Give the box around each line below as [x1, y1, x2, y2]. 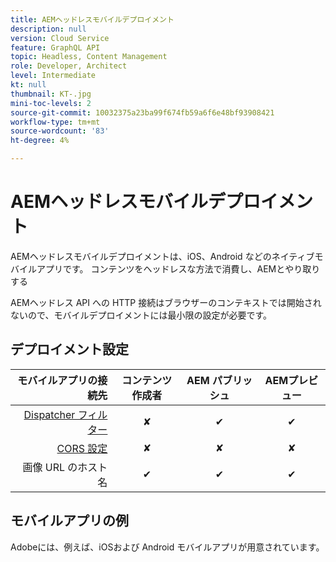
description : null [10, 24, 87, 34]
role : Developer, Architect [10, 61, 128, 71]
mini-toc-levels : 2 [10, 98, 92, 108]
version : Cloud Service [10, 33, 110, 43]
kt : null [10, 80, 47, 90]
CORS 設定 [56, 441, 108, 455]
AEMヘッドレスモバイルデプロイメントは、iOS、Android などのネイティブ [10, 250, 315, 262]
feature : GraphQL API [10, 42, 101, 53]
